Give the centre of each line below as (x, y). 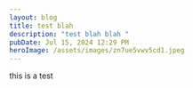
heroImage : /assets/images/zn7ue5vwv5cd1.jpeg (97, 51)
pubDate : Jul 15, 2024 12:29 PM (69, 42)
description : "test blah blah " (69, 34)
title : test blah (41, 26)
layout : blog (33, 17)
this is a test (31, 76)
